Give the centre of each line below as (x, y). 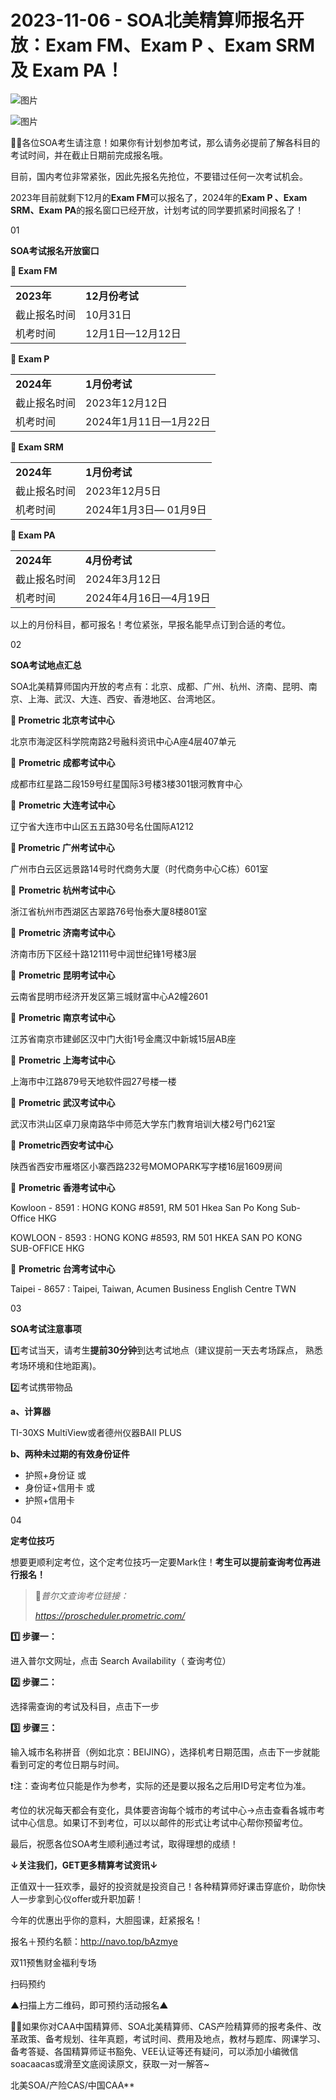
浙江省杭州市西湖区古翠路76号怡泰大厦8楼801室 (109, 911)
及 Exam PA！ (67, 70)
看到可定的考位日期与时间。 (67, 1764)
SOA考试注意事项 (46, 1328)
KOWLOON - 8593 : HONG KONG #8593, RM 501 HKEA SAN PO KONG (156, 1237)
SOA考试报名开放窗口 (55, 250)
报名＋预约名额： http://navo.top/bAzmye (94, 1941)
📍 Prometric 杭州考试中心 (63, 890)
